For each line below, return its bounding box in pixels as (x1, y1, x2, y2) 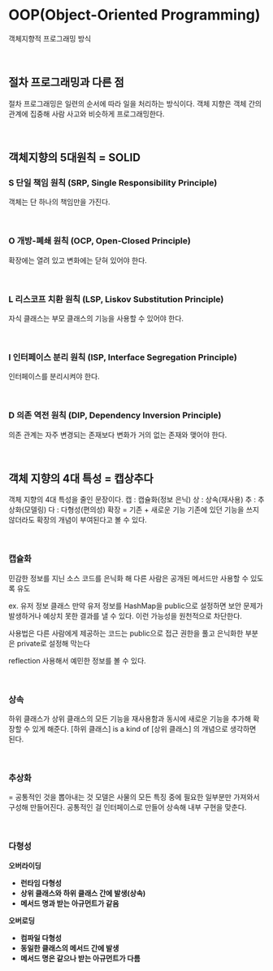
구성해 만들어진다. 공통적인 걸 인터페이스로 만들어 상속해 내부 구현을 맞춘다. (8, 803, 247, 812)
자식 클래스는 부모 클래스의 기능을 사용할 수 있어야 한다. (8, 313, 184, 323)
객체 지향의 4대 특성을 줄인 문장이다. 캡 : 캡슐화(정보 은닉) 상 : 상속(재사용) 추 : (8, 495, 257, 505)
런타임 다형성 (19, 877, 63, 888)
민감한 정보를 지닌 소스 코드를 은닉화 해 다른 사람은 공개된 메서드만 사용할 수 (8, 573, 249, 583)
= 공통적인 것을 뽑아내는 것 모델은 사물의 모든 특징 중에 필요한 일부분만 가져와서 (8, 792, 260, 803)
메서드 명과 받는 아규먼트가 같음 (19, 898, 119, 908)
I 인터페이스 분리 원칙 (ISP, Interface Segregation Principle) (8, 352, 237, 363)
